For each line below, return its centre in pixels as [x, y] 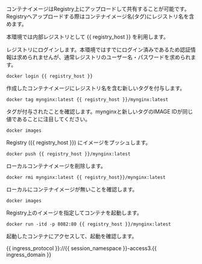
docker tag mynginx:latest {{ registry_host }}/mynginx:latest [87, 100]
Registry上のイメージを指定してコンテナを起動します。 [74, 213]
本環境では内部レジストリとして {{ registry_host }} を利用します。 [87, 37]
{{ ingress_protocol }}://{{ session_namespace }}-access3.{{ [81, 248]
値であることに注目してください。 [49, 119]
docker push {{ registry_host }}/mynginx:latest [68, 154]
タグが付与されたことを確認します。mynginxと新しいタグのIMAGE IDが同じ [99, 111]
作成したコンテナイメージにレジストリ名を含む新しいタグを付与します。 [96, 88]
